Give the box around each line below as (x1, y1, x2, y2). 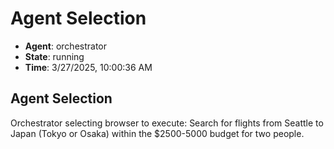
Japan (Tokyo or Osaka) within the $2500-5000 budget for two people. (10, 127, 305, 139)
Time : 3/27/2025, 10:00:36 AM (24, 61, 153, 73)
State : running (24, 50, 85, 62)
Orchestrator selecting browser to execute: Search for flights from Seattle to (10, 117, 324, 129)
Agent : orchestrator (24, 40, 108, 52)
